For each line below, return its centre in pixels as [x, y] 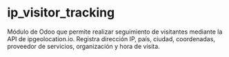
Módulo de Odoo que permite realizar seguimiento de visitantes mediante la [115, 32]
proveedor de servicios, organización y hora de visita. [83, 46]
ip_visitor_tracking [61, 13]
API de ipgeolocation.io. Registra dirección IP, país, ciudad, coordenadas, [111, 38]
